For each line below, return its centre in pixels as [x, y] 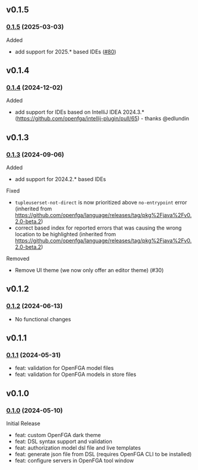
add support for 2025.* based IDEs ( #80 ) [66, 52]
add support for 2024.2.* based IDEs [60, 179]
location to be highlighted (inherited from [65, 234]
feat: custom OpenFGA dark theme [58, 435]
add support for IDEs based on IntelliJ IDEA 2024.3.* [80, 112]
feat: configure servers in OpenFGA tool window [74, 460]
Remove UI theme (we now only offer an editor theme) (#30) [89, 270]
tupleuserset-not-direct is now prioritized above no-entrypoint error [101, 203]
